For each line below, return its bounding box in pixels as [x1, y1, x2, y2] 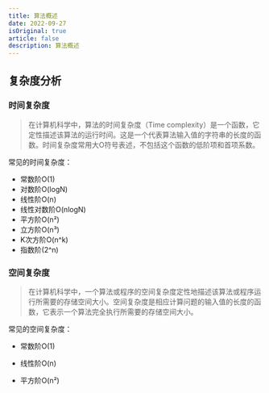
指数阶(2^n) [19, 245, 59, 254]
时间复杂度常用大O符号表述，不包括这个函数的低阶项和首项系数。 [42, 140, 260, 149]
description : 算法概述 [8, 42, 80, 50]
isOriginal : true [8, 27, 67, 35]
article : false [8, 34, 60, 43]
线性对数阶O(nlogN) [19, 204, 86, 214]
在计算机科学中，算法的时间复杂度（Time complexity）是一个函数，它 [27, 119, 260, 129]
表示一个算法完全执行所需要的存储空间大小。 [49, 307, 198, 317]
